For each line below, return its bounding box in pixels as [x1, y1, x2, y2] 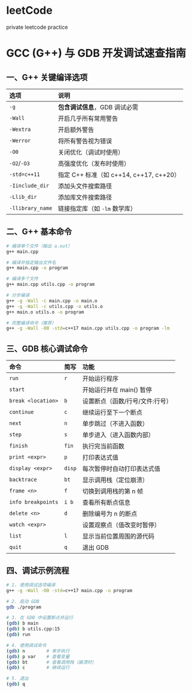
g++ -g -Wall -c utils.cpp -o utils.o [6, 303, 103, 309]
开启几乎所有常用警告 [57, 114, 118, 123]
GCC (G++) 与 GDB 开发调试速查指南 [6, 46, 187, 60]
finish [9, 443, 28, 449]
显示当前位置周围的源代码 [82, 532, 154, 540]
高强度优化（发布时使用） [57, 159, 130, 168]
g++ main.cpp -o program [6, 265, 68, 271]
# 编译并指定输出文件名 [6, 259, 57, 265]
